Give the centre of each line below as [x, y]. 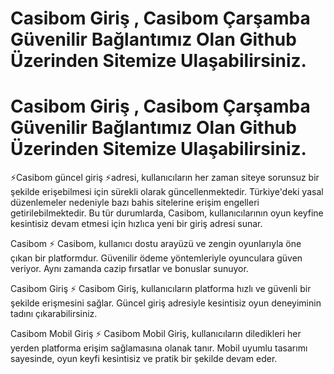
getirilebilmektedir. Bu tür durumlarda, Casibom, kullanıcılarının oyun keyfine [167, 213]
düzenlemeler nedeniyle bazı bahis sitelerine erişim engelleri [135, 203]
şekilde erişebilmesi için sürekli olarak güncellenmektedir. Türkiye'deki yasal [167, 192]
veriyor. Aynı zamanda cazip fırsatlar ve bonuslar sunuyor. [129, 269]
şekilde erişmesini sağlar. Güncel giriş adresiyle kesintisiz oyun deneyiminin [166, 303]
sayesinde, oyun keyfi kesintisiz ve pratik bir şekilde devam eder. [144, 359]
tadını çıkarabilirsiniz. [54, 314]
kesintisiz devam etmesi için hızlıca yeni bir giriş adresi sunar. [136, 224]
